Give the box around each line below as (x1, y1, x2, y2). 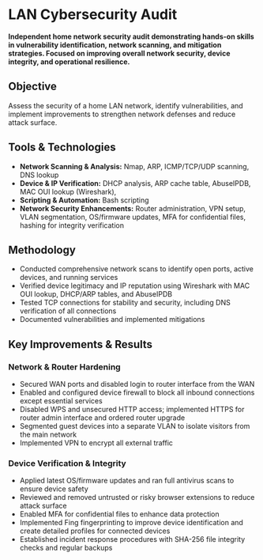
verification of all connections (19, 306, 117, 316)
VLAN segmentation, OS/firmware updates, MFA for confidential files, (19, 212, 246, 221)
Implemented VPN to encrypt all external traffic (19, 438, 174, 448)
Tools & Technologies (8, 141, 116, 154)
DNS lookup (19, 170, 59, 180)
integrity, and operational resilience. (8, 57, 130, 66)
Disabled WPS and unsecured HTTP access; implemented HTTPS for (19, 405, 245, 414)
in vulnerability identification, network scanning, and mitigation (8, 40, 222, 49)
